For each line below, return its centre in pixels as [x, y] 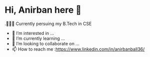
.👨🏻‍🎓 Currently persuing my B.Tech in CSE [48, 24]
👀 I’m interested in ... [33, 33]
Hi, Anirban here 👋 [43, 10]
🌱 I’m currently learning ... [38, 38]
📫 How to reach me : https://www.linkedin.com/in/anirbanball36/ [78, 49]
